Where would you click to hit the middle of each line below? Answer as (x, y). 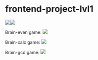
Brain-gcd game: (22, 52)
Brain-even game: (24, 32)
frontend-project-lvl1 (49, 9)
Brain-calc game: (23, 42)
